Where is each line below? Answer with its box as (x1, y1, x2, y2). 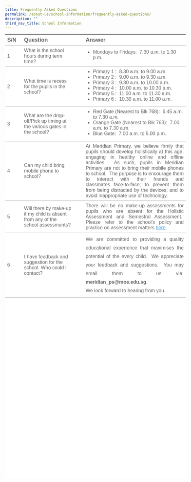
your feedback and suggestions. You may (85, 262, 184, 268)
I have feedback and (24, 254, 68, 260)
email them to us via (85, 271, 183, 277)
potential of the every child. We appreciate (85, 254, 184, 260)
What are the (24, 113, 52, 119)
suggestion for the (24, 260, 63, 265)
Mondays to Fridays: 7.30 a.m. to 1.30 (93, 49, 176, 55)
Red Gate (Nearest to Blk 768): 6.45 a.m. (93, 109, 183, 115)
